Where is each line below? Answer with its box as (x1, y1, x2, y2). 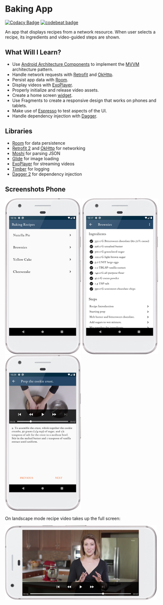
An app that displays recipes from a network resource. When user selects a (5, 29, 156, 35)
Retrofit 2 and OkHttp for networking (12, 145, 86, 151)
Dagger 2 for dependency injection (12, 171, 82, 177)
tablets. (12, 102, 28, 108)
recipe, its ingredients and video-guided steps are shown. (5, 34, 120, 40)
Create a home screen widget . (12, 92, 73, 98)
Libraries (5, 127, 33, 135)
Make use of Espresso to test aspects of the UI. (12, 108, 107, 113)
